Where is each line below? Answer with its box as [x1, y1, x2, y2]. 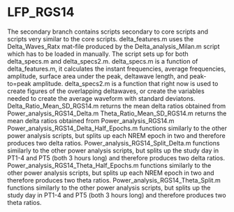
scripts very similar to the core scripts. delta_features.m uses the [7, 34, 194, 43]
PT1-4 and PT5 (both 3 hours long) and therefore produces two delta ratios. [7, 153, 226, 162]
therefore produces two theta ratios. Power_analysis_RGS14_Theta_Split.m [7, 176, 221, 184]
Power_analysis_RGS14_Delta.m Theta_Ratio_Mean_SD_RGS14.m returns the [7, 109, 227, 118]
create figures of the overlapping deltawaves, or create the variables [7, 87, 205, 95]
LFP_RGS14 [7, 4, 75, 20]
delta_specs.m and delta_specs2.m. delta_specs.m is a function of [7, 57, 198, 65]
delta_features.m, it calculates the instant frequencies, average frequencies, [7, 64, 226, 73]
